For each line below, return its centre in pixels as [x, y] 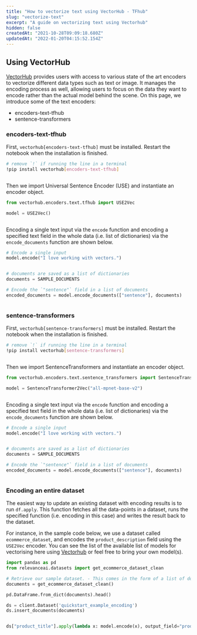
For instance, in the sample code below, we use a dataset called [83, 533]
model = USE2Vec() [28, 213]
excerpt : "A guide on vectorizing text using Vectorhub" [77, 22]
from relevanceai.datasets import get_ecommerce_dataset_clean [85, 568]
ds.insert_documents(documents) [45, 611]
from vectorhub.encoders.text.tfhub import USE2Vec [70, 203]
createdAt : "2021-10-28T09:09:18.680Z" [55, 33]
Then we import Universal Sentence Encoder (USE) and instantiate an [90, 186]
